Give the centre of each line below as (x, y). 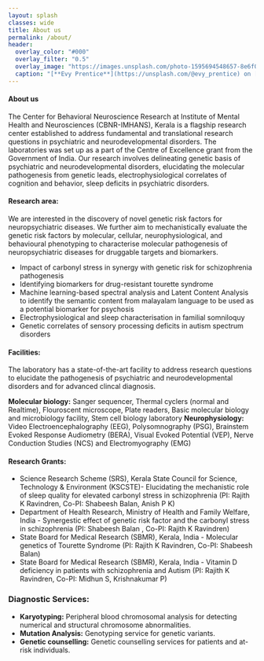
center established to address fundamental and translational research (121, 133)
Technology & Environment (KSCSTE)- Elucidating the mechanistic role (134, 487)
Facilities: (24, 352)
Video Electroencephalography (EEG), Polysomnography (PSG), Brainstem (128, 427)
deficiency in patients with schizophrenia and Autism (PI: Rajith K (125, 571)
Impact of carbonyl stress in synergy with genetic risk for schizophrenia (136, 267)
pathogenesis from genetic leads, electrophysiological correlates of (117, 174)
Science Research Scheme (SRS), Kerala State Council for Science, (128, 479)
